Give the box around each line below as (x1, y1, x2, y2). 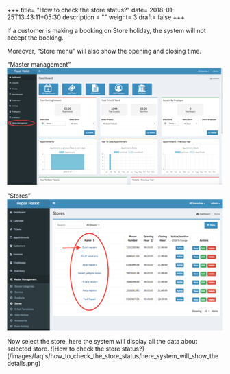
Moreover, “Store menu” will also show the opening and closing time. (7, 47, 202, 55)
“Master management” (7, 60, 71, 68)
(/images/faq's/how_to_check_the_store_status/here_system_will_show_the (7, 351, 219, 360)
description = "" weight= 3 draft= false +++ (62, 13, 186, 21)
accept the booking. (7, 34, 64, 42)
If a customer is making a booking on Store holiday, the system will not (7, 27, 207, 34)
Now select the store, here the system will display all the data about (7, 337, 198, 345)
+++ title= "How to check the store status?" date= (7, 6, 149, 14)
